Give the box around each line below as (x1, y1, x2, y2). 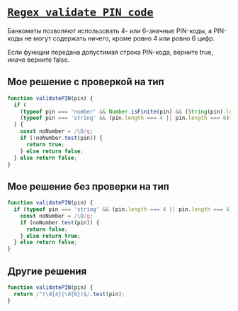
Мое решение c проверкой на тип (7, 76, 164, 88)
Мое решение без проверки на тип (7, 180, 170, 192)
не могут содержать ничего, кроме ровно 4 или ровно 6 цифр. (24, 34, 215, 43)
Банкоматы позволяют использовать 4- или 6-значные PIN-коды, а (7, 26, 212, 35)
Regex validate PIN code (7, 6, 154, 19)
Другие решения (7, 265, 87, 277)
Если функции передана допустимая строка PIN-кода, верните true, (7, 48, 214, 56)
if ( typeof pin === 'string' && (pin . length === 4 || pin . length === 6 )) (13, 206, 236, 213)
